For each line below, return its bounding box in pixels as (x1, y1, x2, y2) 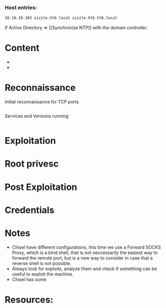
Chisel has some (12, 276, 47, 282)
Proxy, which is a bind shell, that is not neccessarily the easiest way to (12, 249, 158, 255)
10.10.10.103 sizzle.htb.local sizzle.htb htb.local (5, 16, 118, 21)
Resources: (5, 294, 53, 305)
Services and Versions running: (5, 113, 70, 119)
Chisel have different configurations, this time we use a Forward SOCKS (12, 244, 161, 250)
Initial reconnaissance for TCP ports (5, 99, 79, 105)
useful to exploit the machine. (12, 271, 74, 277)
